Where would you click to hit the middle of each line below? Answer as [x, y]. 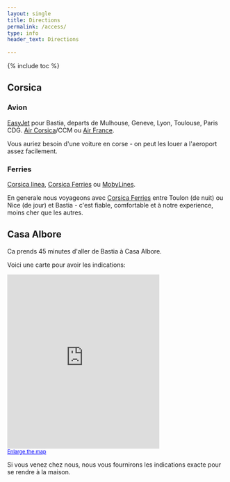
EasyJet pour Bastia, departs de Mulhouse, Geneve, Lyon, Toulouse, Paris [113, 123]
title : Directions [34, 20]
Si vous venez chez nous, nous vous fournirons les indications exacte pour [114, 465]
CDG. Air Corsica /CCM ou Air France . [61, 130]
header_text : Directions [43, 40]
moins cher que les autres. [45, 212]
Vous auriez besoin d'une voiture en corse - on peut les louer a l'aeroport [112, 143]
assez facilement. [32, 151]
